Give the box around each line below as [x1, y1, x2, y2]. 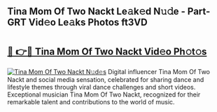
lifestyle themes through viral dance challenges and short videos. [7, 83, 196, 91]
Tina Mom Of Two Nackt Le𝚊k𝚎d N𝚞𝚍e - [7, 6, 185, 17]
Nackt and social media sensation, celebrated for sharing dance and [7, 76, 204, 83]
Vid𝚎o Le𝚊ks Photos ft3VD [28, 17, 148, 29]
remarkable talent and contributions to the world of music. [7, 98, 175, 106]
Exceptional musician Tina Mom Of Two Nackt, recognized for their [7, 90, 201, 99]
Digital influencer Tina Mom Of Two [108, 68, 211, 76]
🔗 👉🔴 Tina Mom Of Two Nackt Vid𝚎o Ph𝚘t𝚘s [7, 45, 207, 57]
